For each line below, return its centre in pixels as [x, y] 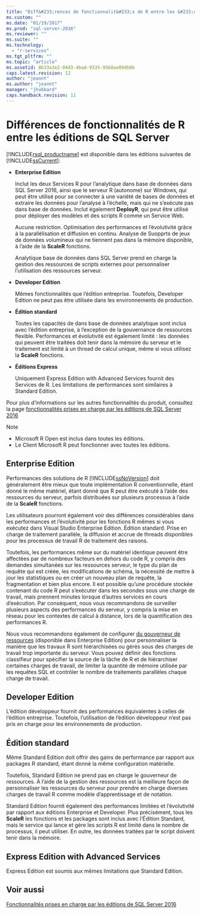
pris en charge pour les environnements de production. [74, 724]
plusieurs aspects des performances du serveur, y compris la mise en [92, 609]
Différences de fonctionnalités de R [96, 125]
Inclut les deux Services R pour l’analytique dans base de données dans [103, 184]
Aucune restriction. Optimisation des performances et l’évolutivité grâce [103, 227]
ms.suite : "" [22, 40]
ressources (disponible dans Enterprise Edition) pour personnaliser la [92, 640]
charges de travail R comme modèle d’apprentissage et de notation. [90, 794]
